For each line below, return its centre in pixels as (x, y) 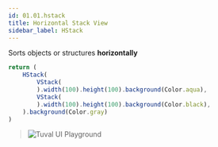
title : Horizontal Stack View (58, 23)
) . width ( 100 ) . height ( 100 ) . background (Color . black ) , (124, 104)
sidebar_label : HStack (46, 30)
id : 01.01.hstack (37, 15)
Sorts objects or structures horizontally (73, 53)
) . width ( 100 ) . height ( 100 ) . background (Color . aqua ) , (122, 90)
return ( (23, 68)
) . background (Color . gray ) (65, 112)
